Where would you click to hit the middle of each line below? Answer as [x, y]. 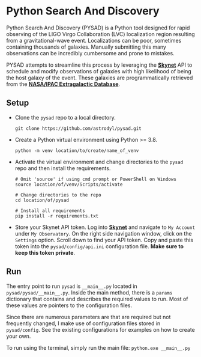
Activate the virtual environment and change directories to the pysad [99, 162]
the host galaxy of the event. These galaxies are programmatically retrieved [100, 78]
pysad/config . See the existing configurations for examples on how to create [100, 329]
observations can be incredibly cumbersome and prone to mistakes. [91, 53]
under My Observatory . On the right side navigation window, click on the [103, 233]
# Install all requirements [50, 211]
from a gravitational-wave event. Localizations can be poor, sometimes [94, 40]
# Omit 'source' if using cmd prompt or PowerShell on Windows [96, 179]
